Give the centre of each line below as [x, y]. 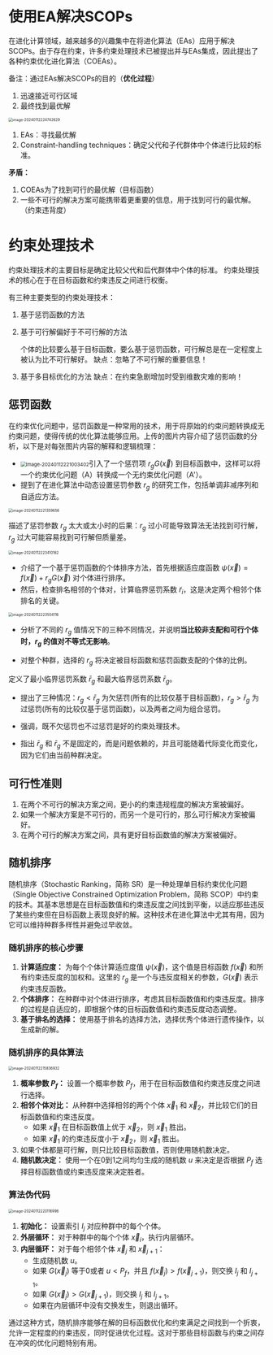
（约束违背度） [45, 210]
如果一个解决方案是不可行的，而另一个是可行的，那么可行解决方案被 [134, 814]
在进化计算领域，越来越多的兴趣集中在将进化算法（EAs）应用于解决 [122, 41]
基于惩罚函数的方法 [52, 315]
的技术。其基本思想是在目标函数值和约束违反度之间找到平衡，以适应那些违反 [136, 904]
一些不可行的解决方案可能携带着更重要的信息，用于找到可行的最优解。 [138, 199]
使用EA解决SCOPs [71, 17]
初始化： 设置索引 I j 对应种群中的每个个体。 [93, 1227]
